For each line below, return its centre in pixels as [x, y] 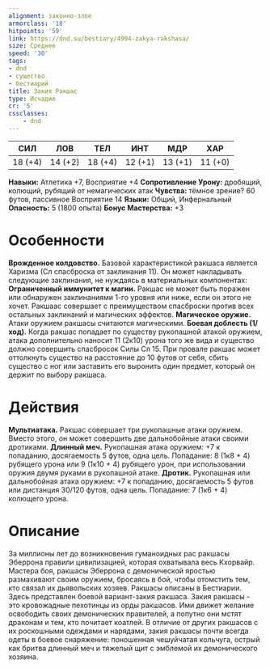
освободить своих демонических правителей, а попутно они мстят [125, 613]
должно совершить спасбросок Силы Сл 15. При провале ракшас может [135, 349]
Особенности [57, 241]
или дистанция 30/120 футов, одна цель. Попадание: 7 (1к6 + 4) [118, 489]
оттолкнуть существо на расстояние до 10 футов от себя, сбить [118, 357]
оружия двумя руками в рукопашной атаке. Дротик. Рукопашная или [129, 472]
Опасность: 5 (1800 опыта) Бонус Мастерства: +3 [96, 208]
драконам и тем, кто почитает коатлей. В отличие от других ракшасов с [133, 622]
